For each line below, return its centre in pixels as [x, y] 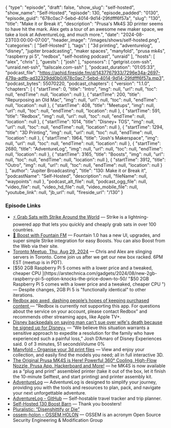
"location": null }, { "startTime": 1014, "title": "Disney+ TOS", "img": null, [80, 122]
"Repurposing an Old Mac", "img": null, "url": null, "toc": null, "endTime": [81, 100]
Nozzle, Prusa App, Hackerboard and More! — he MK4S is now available [89, 366]
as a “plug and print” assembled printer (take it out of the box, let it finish [89, 371]
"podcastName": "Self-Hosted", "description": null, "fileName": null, [77, 176]
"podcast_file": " [22, 73]
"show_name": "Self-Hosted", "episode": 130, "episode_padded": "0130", [82, 13]
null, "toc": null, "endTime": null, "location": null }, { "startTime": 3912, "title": [86, 160]
